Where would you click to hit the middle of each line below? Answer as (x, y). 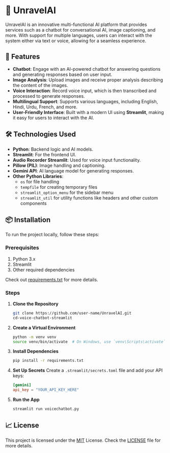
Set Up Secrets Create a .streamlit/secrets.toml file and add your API (88, 371)
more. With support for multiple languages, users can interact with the (79, 35)
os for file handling (40, 181)
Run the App (26, 400)
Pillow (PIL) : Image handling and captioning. (59, 165)
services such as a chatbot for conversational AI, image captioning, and (80, 30)
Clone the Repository (35, 304)
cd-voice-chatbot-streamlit (42, 318)
